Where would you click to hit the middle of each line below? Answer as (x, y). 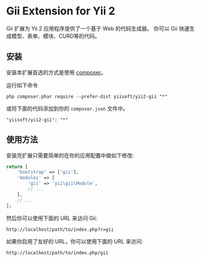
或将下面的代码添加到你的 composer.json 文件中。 (67, 108)
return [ (17, 166)
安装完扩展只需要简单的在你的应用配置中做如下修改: (70, 155)
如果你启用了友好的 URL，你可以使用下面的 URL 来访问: (75, 241)
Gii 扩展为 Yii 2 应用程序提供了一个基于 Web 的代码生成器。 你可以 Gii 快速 (98, 28)
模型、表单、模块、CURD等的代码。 (55, 36)
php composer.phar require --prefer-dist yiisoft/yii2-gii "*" (87, 96)
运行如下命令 (22, 85)
